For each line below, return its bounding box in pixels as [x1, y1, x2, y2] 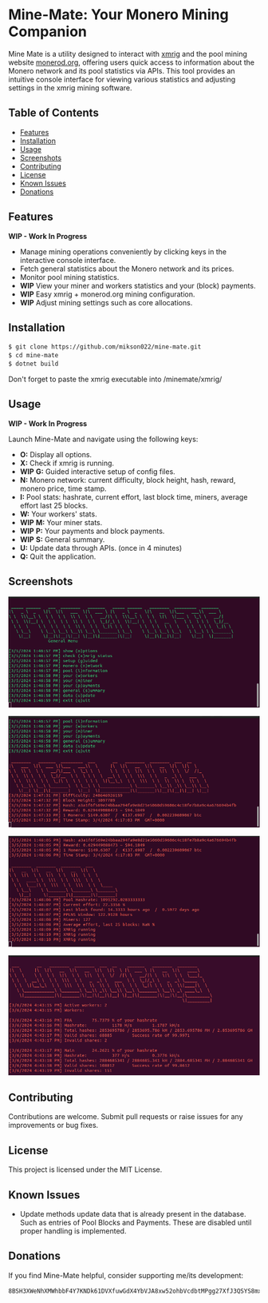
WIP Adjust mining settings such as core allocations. [19, 297, 193, 307]
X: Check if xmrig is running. [19, 458, 114, 468]
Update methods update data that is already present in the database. [19, 1209, 246, 1219]
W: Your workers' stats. [19, 509, 97, 519]
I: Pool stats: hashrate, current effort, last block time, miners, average [19, 492, 248, 501]
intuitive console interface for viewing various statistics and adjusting [8, 74, 236, 84]
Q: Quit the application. [19, 552, 97, 561]
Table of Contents [8, 106, 100, 120]
